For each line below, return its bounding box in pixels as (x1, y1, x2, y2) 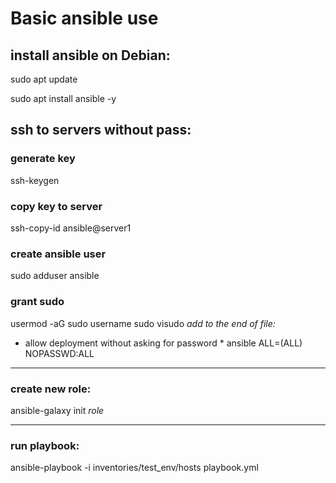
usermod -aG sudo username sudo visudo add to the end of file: (10, 317, 276, 329)
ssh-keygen (10, 174, 60, 186)
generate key (10, 152, 76, 166)
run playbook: (10, 438, 80, 452)
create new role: (10, 382, 92, 396)
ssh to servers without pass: (10, 122, 192, 139)
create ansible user (10, 247, 107, 261)
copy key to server (10, 199, 103, 213)
